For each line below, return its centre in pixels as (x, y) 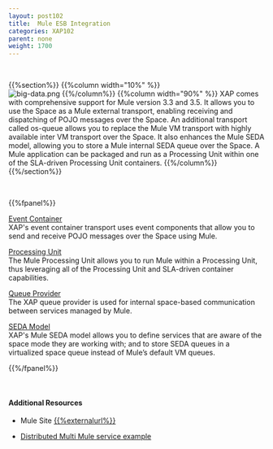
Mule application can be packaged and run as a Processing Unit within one (134, 155)
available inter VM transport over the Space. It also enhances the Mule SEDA (136, 137)
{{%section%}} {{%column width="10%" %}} (84, 85)
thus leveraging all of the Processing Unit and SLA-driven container (121, 269)
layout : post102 (36, 16)
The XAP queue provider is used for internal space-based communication (132, 303)
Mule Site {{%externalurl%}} (68, 421)
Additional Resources (45, 403)
